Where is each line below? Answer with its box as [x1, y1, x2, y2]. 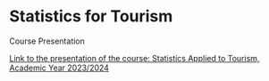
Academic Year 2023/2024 [9, 62, 110, 73]
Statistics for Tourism [9, 6, 173, 27]
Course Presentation [9, 36, 85, 46]
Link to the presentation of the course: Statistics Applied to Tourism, [9, 53, 260, 63]
